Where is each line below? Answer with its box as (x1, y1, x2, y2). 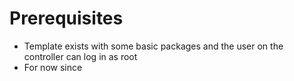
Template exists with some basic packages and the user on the (23, 40, 284, 52)
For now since (23, 61, 83, 73)
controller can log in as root (23, 50, 138, 62)
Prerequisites (9, 7, 124, 30)
